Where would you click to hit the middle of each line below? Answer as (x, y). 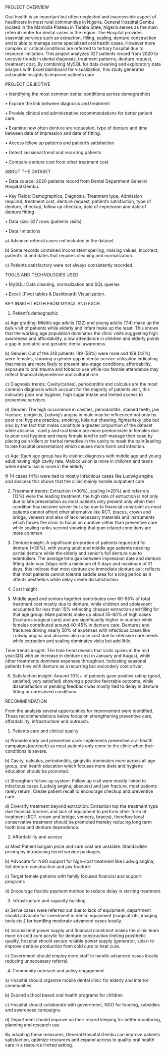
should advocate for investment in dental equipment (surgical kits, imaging (81, 915)
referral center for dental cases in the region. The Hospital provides (74, 32)
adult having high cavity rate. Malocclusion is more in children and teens (79, 461)
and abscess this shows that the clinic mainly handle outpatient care (75, 481)
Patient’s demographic (35, 313)
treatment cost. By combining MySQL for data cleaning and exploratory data (83, 64)
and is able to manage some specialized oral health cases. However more (80, 43)
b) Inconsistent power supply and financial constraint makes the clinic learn (82, 930)
